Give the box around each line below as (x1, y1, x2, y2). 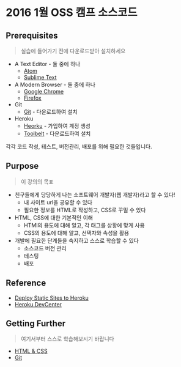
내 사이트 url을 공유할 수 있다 (23, 198, 93, 206)
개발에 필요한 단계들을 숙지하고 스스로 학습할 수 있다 (14, 237, 139, 244)
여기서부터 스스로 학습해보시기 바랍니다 (20, 335, 114, 343)
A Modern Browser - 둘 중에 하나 (14, 81, 96, 88)
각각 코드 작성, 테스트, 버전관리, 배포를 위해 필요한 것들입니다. (6, 143, 152, 150)
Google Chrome (23, 88, 64, 95)
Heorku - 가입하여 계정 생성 (23, 122, 91, 129)
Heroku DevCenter (14, 300, 62, 308)
